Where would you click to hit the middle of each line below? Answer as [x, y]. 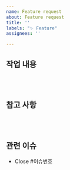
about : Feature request [35, 17]
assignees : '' [24, 34]
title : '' [18, 22]
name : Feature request [34, 12]
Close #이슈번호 [34, 161]
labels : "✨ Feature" [32, 28]
